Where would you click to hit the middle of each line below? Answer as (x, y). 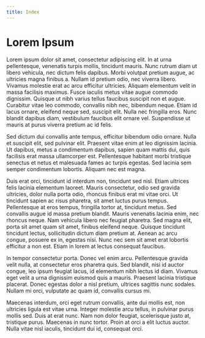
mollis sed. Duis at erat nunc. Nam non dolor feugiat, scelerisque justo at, (99, 315)
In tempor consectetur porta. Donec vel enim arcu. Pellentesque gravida (97, 258)
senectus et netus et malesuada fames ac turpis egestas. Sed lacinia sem (99, 163)
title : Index (23, 12)
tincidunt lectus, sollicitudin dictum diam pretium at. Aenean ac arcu (92, 233)
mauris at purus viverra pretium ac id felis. (60, 125)
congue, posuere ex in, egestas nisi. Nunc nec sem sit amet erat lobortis (97, 239)
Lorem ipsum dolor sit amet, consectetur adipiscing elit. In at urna (89, 60)
